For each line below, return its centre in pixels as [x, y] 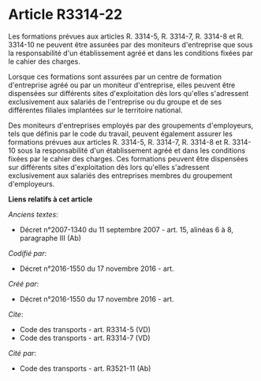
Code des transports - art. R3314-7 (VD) [85, 338]
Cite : [16, 314]
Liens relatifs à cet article [50, 199]
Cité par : [22, 353]
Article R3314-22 [65, 15]
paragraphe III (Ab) [50, 238]
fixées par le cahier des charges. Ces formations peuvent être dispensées [128, 158]
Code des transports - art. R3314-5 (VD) [85, 329]
